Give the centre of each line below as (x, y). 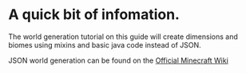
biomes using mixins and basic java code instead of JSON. (105, 44)
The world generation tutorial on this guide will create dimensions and (123, 36)
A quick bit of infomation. (94, 15)
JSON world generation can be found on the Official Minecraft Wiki (119, 60)
